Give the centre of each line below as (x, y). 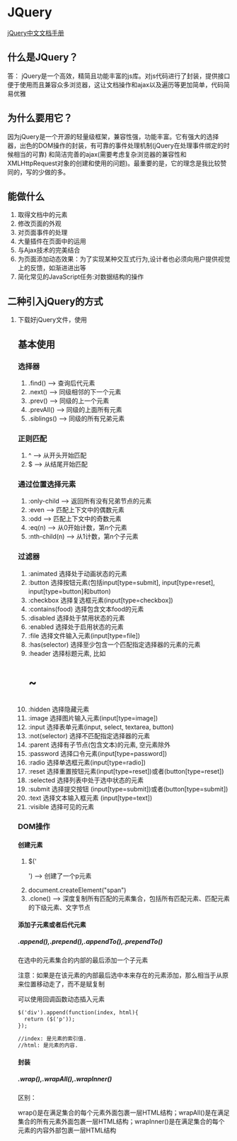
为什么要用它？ (40, 118)
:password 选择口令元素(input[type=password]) (98, 753)
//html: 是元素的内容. (48, 1045)
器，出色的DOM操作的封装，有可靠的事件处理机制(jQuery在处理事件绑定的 (116, 145)
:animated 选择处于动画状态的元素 (77, 573)
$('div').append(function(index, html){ (78, 1013)
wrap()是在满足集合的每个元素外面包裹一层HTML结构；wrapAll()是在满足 (123, 1113)
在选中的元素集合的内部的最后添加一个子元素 (83, 960)
